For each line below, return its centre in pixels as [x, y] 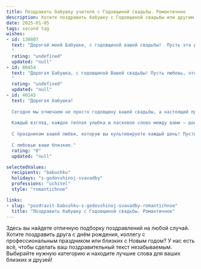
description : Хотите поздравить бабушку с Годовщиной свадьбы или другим [100, 17]
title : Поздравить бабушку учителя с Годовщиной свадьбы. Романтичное [96, 12]
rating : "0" [27, 151]
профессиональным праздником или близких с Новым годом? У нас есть [100, 241]
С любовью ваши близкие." [44, 145]
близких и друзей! [29, 260]
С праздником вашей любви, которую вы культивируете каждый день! [96, 134]
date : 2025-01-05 [28, 23]
